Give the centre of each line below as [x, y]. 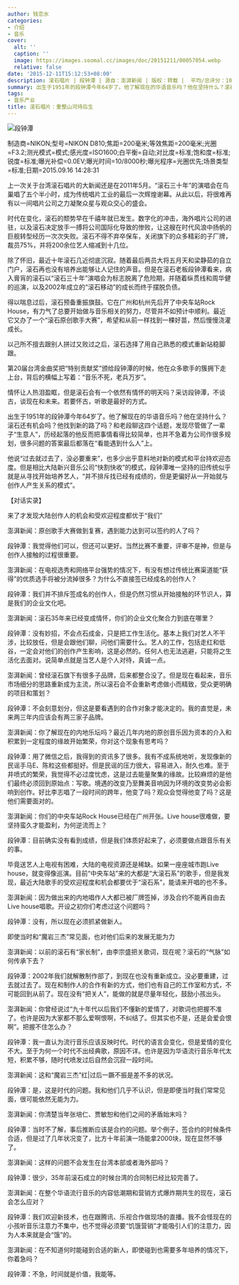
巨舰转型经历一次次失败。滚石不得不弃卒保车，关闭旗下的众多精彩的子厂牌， [119, 236]
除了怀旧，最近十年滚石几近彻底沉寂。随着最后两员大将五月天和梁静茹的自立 [119, 260]
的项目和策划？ [29, 692]
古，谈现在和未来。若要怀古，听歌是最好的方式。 [79, 401]
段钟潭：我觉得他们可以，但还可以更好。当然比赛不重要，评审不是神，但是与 [119, 545]
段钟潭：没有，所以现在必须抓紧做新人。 [67, 921]
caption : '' [32, 54]
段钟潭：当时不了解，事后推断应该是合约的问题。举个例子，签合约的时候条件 [119, 1129]
